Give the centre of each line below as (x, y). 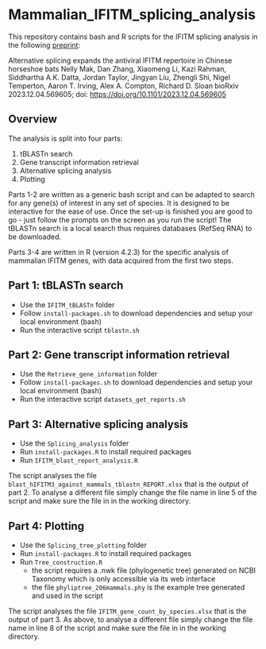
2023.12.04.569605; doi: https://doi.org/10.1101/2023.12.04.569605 (117, 94)
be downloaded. (35, 237)
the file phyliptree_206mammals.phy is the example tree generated (138, 587)
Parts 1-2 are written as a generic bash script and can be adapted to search (132, 194)
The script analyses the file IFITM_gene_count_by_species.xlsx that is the (127, 611)
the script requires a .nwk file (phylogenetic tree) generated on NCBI (144, 570)
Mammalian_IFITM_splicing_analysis (132, 15)
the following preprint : (44, 44)
